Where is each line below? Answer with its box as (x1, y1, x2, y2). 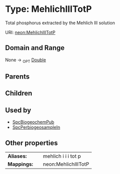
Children (5, 89, 32, 97)
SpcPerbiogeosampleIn (12, 125, 60, 130)
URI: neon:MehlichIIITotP (5, 29, 56, 35)
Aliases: (7, 152, 27, 159)
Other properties (5, 138, 58, 147)
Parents (5, 72, 30, 81)
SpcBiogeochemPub (12, 119, 55, 125)
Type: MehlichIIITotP (5, 3, 92, 15)
